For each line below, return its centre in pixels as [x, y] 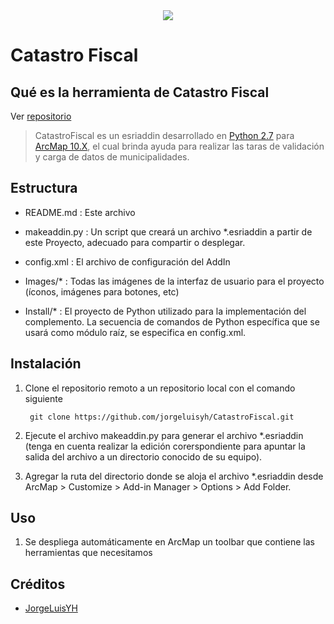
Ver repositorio [41, 116]
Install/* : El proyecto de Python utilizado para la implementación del [165, 311]
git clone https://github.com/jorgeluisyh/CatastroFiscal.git [162, 417]
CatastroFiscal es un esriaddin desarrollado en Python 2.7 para [164, 135]
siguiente [43, 398]
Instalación [46, 364]
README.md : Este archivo [80, 212]
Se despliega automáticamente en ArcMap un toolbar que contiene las [169, 542]
